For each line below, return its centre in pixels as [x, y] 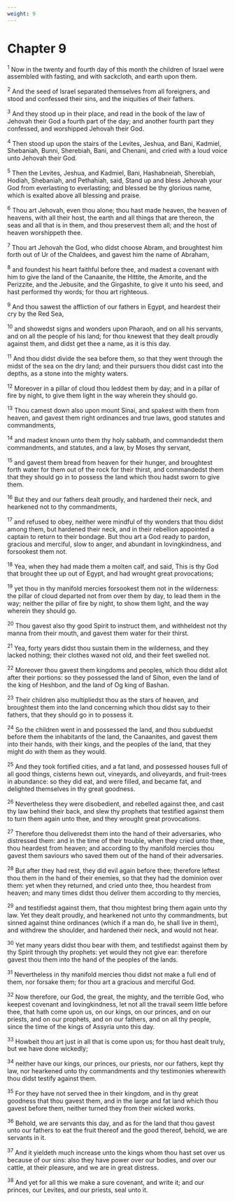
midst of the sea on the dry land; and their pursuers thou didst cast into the [115, 366]
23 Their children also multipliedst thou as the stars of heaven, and [103, 699]
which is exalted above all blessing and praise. [74, 195]
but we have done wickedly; [48, 1049]
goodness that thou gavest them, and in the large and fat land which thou [113, 1101]
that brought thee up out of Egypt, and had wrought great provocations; [111, 573]
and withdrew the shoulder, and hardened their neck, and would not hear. [113, 930]
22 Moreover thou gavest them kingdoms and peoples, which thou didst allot [117, 669]
